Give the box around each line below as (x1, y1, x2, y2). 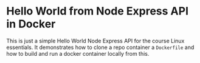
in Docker (6, 17, 56, 31)
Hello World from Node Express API (6, 4, 189, 18)
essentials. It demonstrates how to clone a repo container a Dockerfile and (6, 44, 195, 51)
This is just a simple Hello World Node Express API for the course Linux (6, 37, 185, 44)
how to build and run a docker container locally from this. (6, 50, 150, 57)
